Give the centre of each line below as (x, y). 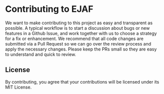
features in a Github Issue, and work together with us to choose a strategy (81, 33)
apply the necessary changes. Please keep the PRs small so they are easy (81, 49)
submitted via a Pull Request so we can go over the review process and (78, 44)
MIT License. (18, 87)
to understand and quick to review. (41, 54)
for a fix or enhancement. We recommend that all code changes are (74, 39)
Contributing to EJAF (49, 9)
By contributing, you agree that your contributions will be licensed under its (82, 82)
